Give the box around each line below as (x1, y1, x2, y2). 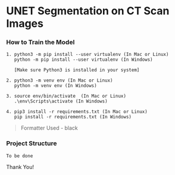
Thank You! (6, 163, 35, 170)
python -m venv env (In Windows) (14, 83, 97, 89)
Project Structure (6, 139, 57, 148)
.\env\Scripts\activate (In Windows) (14, 98, 108, 105)
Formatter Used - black (20, 124, 79, 132)
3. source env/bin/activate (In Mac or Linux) (6, 93, 127, 99)
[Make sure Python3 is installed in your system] (14, 67, 140, 73)
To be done (6, 153, 33, 159)
